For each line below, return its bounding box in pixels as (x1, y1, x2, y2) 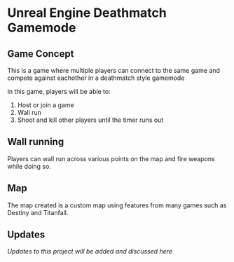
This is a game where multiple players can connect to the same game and (7, 67, 221, 74)
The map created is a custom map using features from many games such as (7, 201, 227, 209)
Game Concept (7, 48, 74, 60)
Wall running (7, 136, 64, 148)
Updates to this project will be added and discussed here (7, 247, 173, 256)
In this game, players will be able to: (7, 88, 111, 95)
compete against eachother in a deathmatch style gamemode (7, 74, 185, 82)
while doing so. (7, 162, 51, 170)
